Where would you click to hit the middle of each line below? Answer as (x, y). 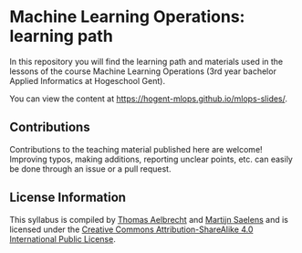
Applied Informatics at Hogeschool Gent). (88, 80)
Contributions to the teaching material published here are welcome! (136, 149)
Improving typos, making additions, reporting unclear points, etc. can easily (151, 159)
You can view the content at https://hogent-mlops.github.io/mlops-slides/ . (149, 99)
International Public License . (62, 238)
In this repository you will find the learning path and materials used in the (146, 61)
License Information (68, 198)
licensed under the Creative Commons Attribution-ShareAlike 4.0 (131, 229)
